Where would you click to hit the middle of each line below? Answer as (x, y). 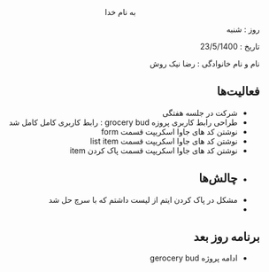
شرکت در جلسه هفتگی (200, 113)
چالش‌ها (218, 179)
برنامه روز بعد (227, 237)
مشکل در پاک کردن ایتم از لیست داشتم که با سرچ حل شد (143, 199)
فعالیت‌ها (238, 92)
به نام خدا (120, 12)
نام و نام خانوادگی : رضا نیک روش (205, 63)
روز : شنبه (243, 29)
